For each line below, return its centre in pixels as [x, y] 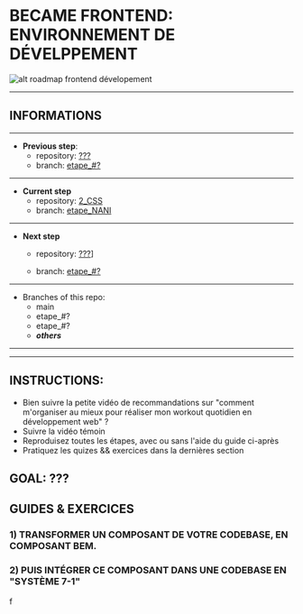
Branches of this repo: [64, 297]
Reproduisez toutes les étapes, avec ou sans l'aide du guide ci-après [151, 440]
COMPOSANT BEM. [53, 546]
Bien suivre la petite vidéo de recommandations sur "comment [138, 402]
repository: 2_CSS [69, 200]
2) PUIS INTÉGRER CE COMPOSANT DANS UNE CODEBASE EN [148, 571]
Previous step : [50, 146]
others [48, 335]
